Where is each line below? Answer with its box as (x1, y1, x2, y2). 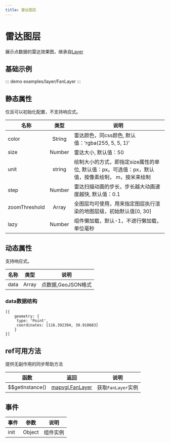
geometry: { (14, 314, 39, 319)
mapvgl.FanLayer (51, 384, 93, 391)
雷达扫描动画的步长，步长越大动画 (74, 183, 155, 190)
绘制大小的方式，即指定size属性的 (74, 158, 155, 166)
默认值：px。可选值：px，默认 (81, 166, 154, 173)
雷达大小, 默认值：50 (74, 149, 124, 156)
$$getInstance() (8, 384, 47, 391)
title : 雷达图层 (5, 7, 36, 13)
